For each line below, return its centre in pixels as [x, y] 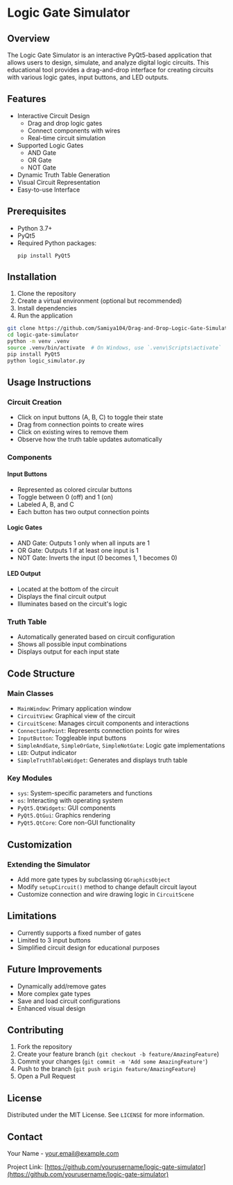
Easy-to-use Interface [49, 190]
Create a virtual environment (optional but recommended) [100, 301]
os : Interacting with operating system [70, 801]
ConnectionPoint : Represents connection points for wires [98, 730]
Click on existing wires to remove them [72, 432]
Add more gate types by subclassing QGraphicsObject [94, 879]
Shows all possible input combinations [72, 645]
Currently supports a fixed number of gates [79, 933]
